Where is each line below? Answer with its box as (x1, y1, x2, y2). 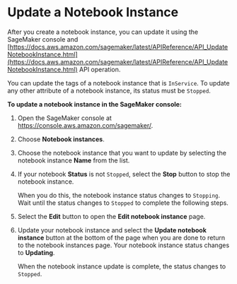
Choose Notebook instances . (17, 135, 105, 143)
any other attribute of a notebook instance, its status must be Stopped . (7, 86, 211, 95)
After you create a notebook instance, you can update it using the (7, 28, 199, 36)
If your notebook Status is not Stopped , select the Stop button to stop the (17, 170, 231, 178)
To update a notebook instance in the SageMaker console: (7, 100, 183, 108)
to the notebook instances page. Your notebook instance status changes (17, 241, 230, 249)
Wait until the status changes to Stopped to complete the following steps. (17, 199, 229, 207)
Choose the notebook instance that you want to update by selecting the (17, 148, 226, 157)
